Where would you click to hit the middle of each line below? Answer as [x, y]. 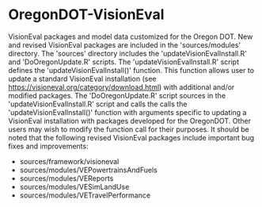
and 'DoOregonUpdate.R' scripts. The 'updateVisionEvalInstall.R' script [124, 62]
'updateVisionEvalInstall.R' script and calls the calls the [98, 104]
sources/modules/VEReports [66, 178]
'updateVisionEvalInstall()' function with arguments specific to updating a [127, 112]
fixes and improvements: [48, 146]
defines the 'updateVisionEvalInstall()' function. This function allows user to [131, 70]
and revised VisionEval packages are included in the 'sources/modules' [125, 44]
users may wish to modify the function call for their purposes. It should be [129, 129]
